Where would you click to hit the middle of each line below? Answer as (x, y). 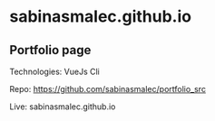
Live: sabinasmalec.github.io (63, 107)
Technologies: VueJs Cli (54, 71)
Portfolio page (50, 50)
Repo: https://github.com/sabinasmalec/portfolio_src (108, 89)
